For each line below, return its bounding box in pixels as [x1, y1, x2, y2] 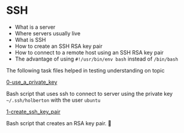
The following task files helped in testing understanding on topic [6, 66, 165, 74]
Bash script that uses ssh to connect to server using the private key [6, 90, 173, 97]
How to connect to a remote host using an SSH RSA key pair [14, 49, 164, 56]
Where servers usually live [14, 29, 81, 37]
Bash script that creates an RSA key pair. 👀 [6, 119, 112, 126]
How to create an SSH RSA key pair [14, 43, 103, 50]
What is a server [14, 23, 56, 31]
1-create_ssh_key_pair [6, 108, 61, 115]
